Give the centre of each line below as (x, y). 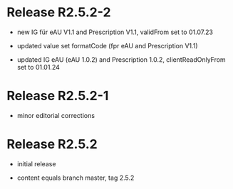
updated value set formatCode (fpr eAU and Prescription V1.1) (107, 45)
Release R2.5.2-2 (59, 12)
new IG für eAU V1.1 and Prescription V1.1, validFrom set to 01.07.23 (115, 32)
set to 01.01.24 (38, 67)
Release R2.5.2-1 (58, 96)
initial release (36, 163)
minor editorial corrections (56, 115)
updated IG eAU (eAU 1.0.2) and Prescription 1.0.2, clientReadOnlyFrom (121, 59)
